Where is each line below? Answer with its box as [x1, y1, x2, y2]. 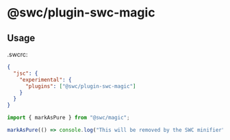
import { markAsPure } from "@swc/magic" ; [7, 115, 130, 121]
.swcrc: [7, 50, 28, 58]
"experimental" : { [19, 76, 72, 83]
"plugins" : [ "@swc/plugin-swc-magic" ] [25, 82, 136, 90]
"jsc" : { [13, 70, 38, 77]
